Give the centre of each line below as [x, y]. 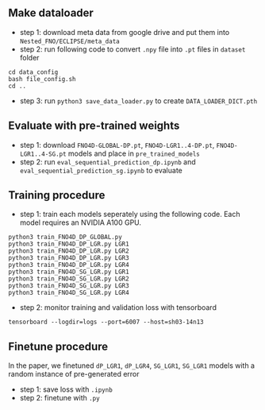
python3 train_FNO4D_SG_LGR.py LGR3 [69, 286]
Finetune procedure [58, 346]
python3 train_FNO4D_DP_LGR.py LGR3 [69, 258]
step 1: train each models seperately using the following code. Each [130, 215]
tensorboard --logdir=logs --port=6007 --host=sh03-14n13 [106, 322]
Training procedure [57, 195]
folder [29, 57]
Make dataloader [51, 13]
